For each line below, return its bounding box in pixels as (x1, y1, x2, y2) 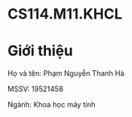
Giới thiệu (7, 42, 73, 61)
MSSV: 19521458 (7, 84, 64, 94)
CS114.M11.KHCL (7, 5, 122, 23)
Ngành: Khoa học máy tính (7, 100, 96, 110)
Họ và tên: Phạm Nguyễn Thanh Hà (7, 69, 125, 78)
